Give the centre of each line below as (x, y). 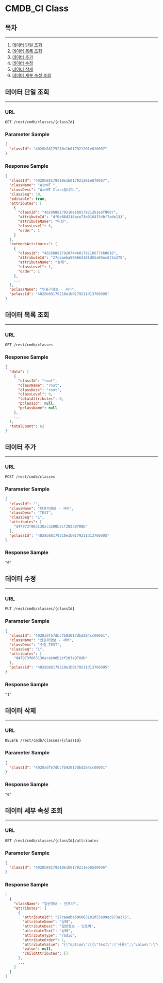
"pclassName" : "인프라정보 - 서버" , (43, 290)
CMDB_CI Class (37, 9)
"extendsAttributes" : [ (33, 244)
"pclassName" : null (37, 408)
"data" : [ (19, 372)
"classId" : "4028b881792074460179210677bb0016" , (68, 253)
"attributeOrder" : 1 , (44, 940)
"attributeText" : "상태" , (48, 931)
